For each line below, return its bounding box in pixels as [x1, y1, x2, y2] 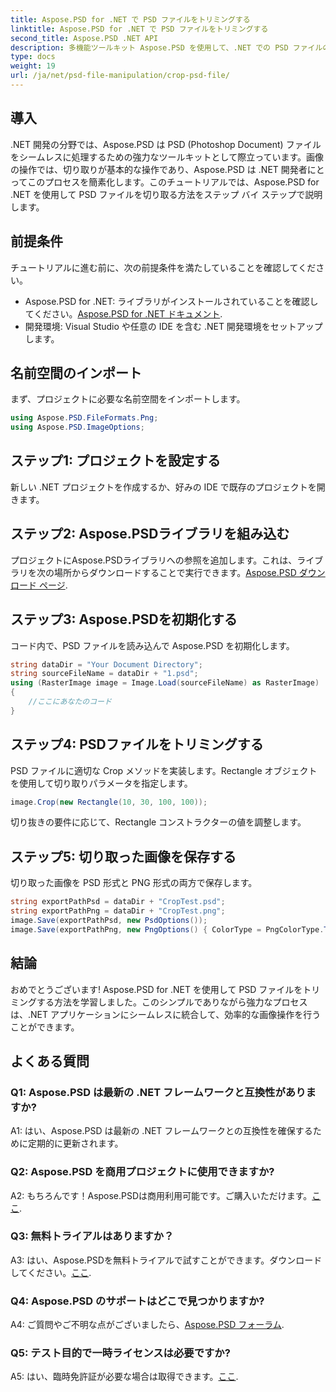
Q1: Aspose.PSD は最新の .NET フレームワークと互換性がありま [10, 1085, 317, 1099]
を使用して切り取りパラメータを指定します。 [10, 777, 193, 789]
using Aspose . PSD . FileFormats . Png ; [10, 413, 159, 423]
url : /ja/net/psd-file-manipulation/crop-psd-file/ [10, 71, 230, 81]
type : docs [10, 52, 56, 62]
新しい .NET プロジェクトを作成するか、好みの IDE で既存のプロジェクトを [10, 481, 317, 493]
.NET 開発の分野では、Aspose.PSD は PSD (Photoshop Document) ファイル [10, 138, 322, 150]
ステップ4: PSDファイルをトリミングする [10, 736, 264, 753]
